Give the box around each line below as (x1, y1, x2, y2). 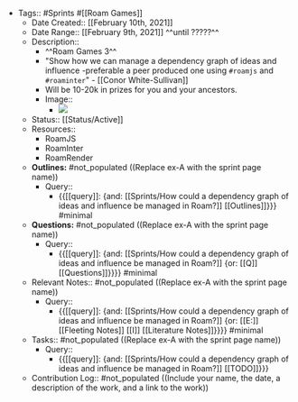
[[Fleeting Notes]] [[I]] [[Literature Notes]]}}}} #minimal (58, 324, 264, 335)
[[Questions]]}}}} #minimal (58, 268, 158, 278)
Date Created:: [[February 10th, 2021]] (31, 17, 173, 28)
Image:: (44, 94, 74, 105)
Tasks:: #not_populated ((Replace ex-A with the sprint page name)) (31, 334, 282, 345)
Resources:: (31, 123, 77, 134)
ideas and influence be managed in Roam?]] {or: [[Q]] (58, 258, 258, 269)
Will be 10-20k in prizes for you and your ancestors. (44, 85, 237, 95)
